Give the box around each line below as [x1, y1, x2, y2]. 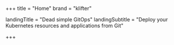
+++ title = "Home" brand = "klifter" [5, 5, 92, 12]
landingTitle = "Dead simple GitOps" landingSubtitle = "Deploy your [5, 16, 168, 22]
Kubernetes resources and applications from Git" [5, 22, 124, 29]
